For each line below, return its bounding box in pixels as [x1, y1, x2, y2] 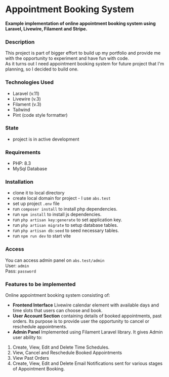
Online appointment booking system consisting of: [5, 292, 110, 298]
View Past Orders [12, 355, 49, 361]
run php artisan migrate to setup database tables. [12, 222, 118, 228]
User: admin [5, 262, 29, 268]
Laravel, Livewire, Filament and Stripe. [5, 25, 88, 31]
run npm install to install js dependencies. [12, 212, 102, 218]
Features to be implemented [5, 281, 76, 288]
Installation [5, 179, 34, 186]
